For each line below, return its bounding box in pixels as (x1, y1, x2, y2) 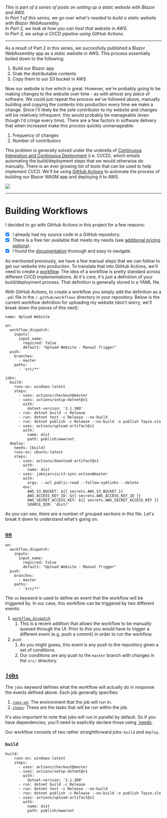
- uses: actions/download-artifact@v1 (18, 458, 99, 463)
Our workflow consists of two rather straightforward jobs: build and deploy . (5, 729, 160, 735)
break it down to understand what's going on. (5, 516, 98, 522)
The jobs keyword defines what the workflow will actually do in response (5, 684, 155, 690)
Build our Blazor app (12, 65, 54, 71)
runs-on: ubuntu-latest (14, 450, 64, 455)
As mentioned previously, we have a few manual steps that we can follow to (5, 258, 161, 264)
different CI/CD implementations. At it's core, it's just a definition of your (5, 274, 153, 280)
